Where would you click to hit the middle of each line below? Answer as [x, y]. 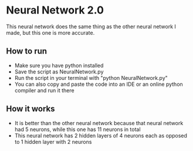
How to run [27, 51]
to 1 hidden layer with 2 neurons [53, 142]
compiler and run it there [44, 90]
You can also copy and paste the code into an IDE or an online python [99, 84]
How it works [31, 109]
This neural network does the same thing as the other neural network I [91, 26]
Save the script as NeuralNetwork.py [59, 72]
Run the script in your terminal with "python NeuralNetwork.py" [91, 78]
